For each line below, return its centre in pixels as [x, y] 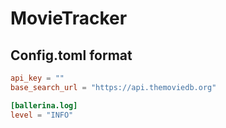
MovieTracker [69, 18]
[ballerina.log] [44, 105]
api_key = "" [37, 78]
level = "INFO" [42, 115]
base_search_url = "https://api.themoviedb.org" [113, 87]
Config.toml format [71, 55]
